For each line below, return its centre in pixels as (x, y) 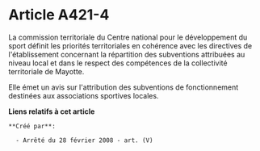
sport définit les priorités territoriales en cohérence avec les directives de (130, 45)
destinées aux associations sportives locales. (84, 95)
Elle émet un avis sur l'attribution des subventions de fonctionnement (124, 87)
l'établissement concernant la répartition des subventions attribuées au (127, 54)
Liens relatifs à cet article (52, 111)
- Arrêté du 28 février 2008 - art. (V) (84, 140)
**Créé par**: (32, 126)
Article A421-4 (59, 15)
